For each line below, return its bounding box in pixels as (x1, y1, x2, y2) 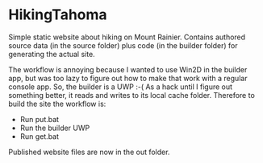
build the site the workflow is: (8, 99, 106, 108)
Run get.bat (19, 131, 59, 141)
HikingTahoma (8, 6, 107, 24)
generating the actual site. (8, 49, 95, 59)
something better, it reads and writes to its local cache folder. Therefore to (8, 90, 256, 100)
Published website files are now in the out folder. (8, 147, 170, 157)
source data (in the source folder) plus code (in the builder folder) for (8, 40, 238, 50)
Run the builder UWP (19, 123, 90, 132)
